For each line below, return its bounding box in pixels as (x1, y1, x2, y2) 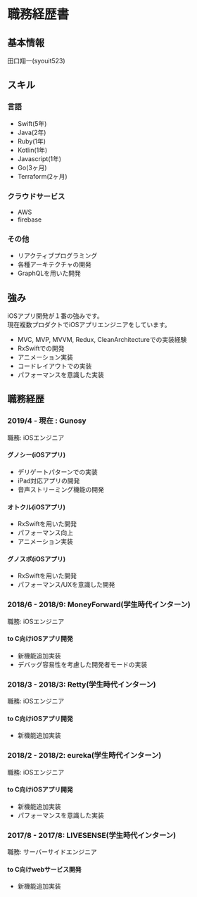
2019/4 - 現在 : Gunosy (7, 416, 87, 426)
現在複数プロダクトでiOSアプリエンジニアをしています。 (7, 321, 171, 329)
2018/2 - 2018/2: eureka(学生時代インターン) (7, 751, 162, 761)
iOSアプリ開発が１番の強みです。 (7, 312, 103, 320)
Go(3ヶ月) (17, 163, 47, 172)
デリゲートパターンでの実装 (17, 467, 99, 476)
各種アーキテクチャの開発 (17, 260, 91, 269)
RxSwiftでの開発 (17, 344, 65, 352)
